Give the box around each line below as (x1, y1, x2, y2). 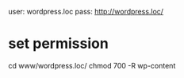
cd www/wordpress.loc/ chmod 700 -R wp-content (8, 60, 176, 70)
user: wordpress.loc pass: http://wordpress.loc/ (8, 7, 164, 16)
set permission (8, 35, 109, 53)
